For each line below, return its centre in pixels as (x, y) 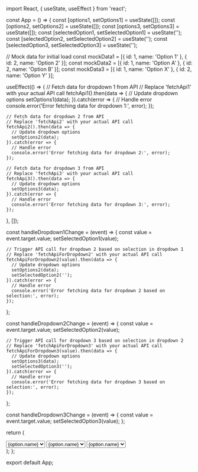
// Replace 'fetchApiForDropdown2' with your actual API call (84, 254)
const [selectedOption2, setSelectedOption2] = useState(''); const (87, 39)
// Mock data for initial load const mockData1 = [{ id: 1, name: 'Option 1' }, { (97, 56)
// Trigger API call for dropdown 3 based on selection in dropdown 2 (95, 341)
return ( (15, 432)
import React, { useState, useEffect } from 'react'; (66, 9)
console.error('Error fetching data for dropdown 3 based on (88, 382)
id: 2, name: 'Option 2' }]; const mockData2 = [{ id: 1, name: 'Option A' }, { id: (99, 63)
